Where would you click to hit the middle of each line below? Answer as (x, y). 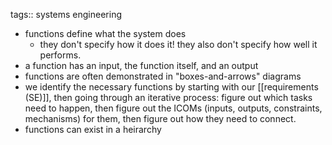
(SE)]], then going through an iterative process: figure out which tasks (168, 97)
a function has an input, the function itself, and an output (141, 65)
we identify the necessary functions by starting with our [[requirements (171, 87)
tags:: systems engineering (66, 14)
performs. (60, 55)
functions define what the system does (105, 33)
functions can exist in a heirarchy (93, 129)
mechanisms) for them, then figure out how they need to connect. (160, 118)
